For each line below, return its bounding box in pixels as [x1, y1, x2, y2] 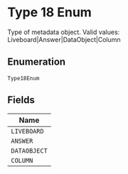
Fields [7, 94, 36, 107]
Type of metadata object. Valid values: [7, 28, 120, 36]
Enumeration [7, 56, 66, 68]
